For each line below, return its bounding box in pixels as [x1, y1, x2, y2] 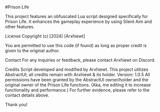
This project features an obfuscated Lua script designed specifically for [5, 14, 148, 19]
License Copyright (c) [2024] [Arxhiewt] [5, 33, 85, 39]
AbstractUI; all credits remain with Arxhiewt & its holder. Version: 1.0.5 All [5, 72, 150, 77]
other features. [5, 24, 35, 30]
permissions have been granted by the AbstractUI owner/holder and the [5, 77, 149, 82]
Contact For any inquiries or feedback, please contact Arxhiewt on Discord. [5, 57, 156, 63]
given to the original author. [5, 48, 60, 53]
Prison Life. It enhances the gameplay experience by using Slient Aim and [5, 19, 152, 24]
